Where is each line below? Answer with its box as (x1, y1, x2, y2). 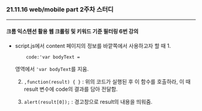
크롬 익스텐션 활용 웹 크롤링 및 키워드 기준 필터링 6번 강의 (6, 27, 139, 35)
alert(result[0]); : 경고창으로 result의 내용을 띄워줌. (23, 98, 153, 105)
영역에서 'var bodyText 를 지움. (14, 65, 89, 72)
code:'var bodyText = (26, 54, 80, 60)
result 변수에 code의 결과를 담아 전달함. (23, 85, 118, 92)
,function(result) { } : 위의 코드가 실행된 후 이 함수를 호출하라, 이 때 (23, 78, 191, 85)
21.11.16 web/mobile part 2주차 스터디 (6, 5, 114, 13)
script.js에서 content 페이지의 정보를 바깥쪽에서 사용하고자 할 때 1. (14, 42, 171, 49)
